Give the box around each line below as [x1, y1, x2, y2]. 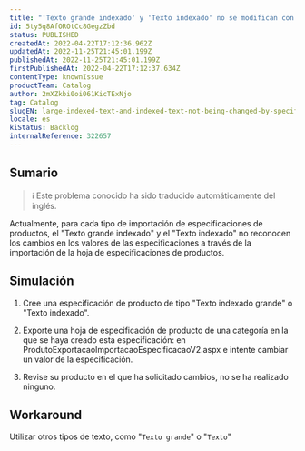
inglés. [31, 200, 57, 211]
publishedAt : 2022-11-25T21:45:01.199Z [9, 55, 161, 65]
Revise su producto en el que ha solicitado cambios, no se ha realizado [22, 371, 289, 382]
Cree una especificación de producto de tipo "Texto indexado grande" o [22, 297, 293, 308]
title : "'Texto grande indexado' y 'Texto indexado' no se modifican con [9, 13, 295, 23]
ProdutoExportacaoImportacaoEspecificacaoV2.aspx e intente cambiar [22, 344, 289, 355]
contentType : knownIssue [9, 73, 103, 82]
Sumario [9, 165, 59, 181]
